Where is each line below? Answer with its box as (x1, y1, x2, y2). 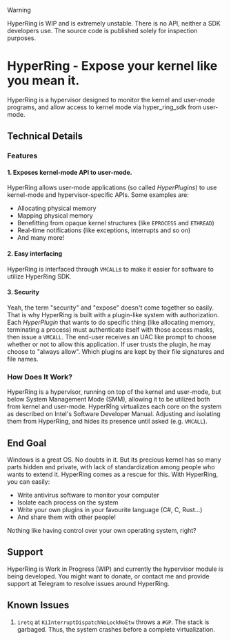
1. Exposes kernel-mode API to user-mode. (7, 168, 132, 176)
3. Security (7, 288, 40, 297)
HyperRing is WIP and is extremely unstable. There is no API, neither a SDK (7, 19, 221, 27)
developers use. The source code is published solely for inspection (7, 27, 198, 35)
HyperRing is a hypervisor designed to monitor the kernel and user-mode (7, 95, 215, 104)
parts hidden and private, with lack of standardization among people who (7, 462, 215, 471)
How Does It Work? (7, 372, 72, 382)
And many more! (17, 234, 65, 242)
